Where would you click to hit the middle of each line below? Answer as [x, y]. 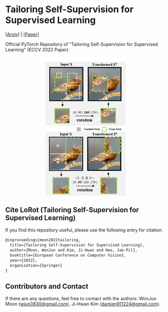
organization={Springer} [36, 266]
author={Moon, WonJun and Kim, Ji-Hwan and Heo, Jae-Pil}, [74, 250]
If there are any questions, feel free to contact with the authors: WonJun [81, 299]
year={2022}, [24, 261]
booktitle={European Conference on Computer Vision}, [68, 255]
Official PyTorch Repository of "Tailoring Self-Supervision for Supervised [82, 44]
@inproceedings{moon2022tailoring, [43, 240]
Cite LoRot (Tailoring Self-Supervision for [72, 210]
